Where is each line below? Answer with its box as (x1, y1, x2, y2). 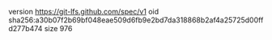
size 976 (44, 24, 73, 33)
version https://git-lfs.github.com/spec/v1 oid (8, 7, 159, 16)
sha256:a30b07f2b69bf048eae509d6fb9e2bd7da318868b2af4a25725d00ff (8, 15, 264, 25)
